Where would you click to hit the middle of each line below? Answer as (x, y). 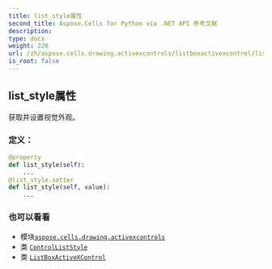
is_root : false (34, 62)
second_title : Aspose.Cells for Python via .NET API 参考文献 (113, 23)
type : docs (27, 38)
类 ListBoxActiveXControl (63, 257)
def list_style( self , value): (59, 187)
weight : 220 (28, 46)
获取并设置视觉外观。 (44, 117)
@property (25, 157)
